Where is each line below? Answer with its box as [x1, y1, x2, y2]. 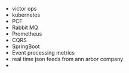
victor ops [11, 5, 37, 12]
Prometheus [11, 30, 42, 37]
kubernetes [11, 11, 41, 18]
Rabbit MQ [11, 24, 39, 31]
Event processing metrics [11, 49, 75, 56]
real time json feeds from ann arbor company [11, 56, 124, 62]
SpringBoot [11, 43, 40, 50]
